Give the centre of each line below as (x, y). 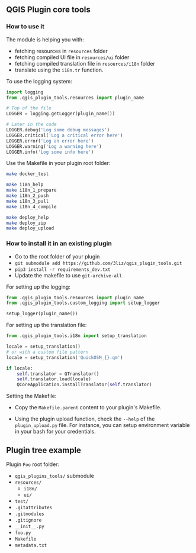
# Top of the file (29, 108)
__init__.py (29, 527)
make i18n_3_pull (28, 201)
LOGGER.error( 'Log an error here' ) (50, 141)
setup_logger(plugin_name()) (42, 314)
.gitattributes (33, 508)
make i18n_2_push (28, 196)
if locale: (20, 368)
